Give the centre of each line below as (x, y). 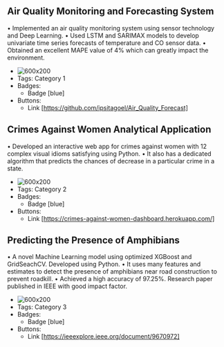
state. (15, 168)
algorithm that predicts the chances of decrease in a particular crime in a (111, 161)
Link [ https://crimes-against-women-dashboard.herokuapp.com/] (121, 218)
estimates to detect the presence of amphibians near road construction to (112, 272)
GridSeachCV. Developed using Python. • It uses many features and (104, 264)
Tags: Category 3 (42, 307)
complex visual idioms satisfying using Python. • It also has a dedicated (110, 153)
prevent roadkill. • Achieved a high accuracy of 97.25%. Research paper (110, 279)
